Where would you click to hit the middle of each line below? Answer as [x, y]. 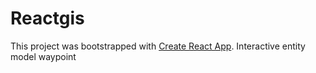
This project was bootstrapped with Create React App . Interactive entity [158, 46]
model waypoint [43, 56]
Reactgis [47, 18]
